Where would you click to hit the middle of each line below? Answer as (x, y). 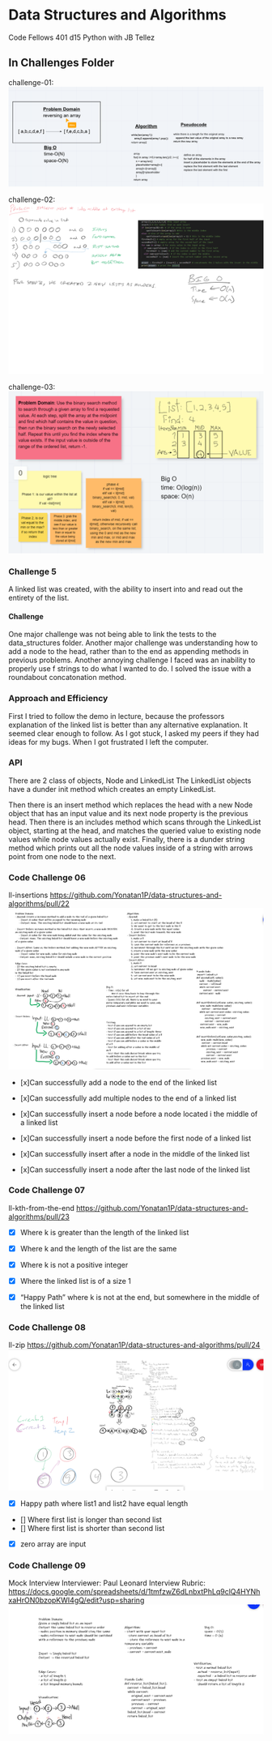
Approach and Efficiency (58, 699)
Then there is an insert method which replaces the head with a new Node (131, 805)
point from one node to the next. (62, 856)
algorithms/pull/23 (39, 1217)
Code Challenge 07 (47, 1191)
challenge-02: (32, 199)
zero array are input (53, 1544)
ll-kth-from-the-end (41, 1208)
